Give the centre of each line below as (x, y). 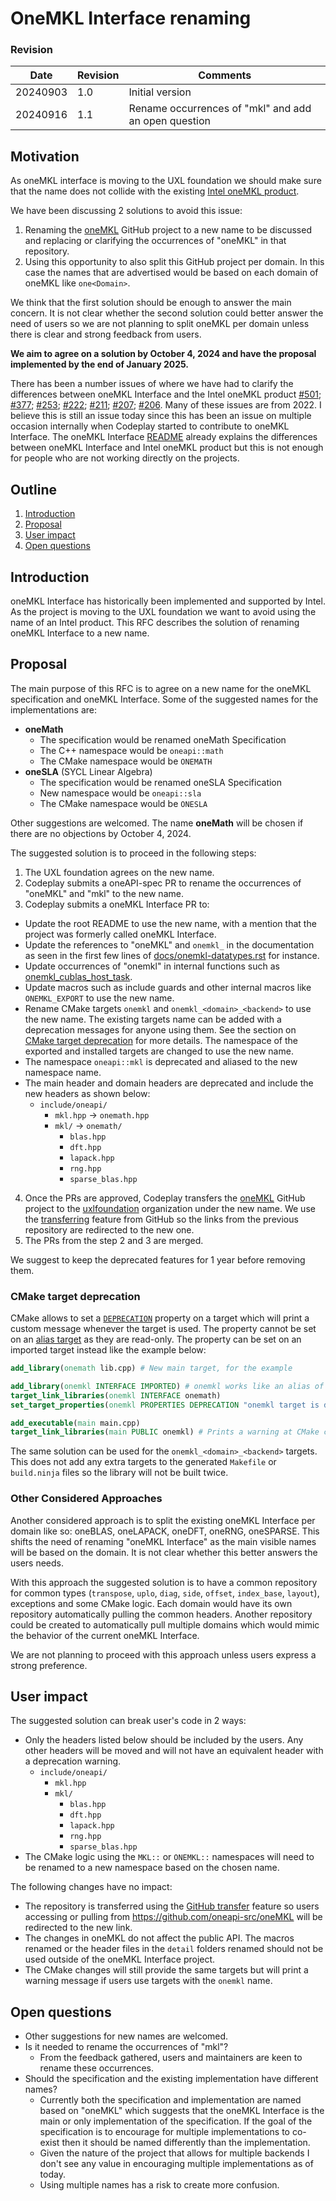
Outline (33, 489)
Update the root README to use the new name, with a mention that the (170, 923)
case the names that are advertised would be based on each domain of (171, 273)
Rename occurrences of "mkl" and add (220, 109)
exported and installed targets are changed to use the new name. (159, 1051)
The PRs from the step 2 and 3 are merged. (114, 1240)
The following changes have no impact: (91, 1887)
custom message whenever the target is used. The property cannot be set (163, 1329)
